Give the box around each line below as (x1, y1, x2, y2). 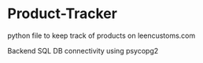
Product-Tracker (7, 5, 117, 23)
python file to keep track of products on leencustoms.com (7, 31, 196, 40)
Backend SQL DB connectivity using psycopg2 (7, 46, 159, 55)
